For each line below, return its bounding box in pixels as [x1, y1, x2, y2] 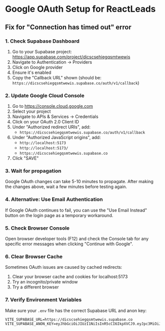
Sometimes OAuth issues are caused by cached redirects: [5, 264, 123, 270]
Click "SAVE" [12, 155, 39, 161]
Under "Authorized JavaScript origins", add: [12, 135, 101, 141]
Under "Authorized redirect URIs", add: [12, 124, 91, 130]
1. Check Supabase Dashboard [5, 38, 80, 45]
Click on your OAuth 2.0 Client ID [12, 119, 80, 125]
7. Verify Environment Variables [5, 296, 82, 303]
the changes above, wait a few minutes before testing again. [5, 184, 127, 189]
